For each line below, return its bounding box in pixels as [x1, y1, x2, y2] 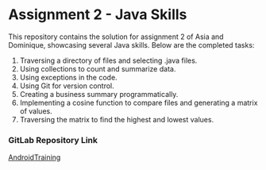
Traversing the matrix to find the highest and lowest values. [19, 114, 214, 124]
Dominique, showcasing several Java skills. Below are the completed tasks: [8, 40, 255, 49]
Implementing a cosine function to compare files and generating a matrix [19, 98, 258, 107]
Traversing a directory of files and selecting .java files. [19, 56, 198, 65]
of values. [19, 106, 53, 116]
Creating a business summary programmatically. [19, 89, 179, 99]
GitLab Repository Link [8, 134, 98, 145]
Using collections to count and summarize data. [19, 64, 176, 73]
